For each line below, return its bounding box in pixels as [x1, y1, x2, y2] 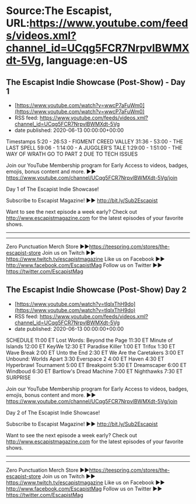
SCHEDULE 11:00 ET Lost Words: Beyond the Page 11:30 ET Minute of [6, 337, 173, 344]
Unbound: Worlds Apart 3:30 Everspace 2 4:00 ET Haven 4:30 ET [6, 355, 164, 362]
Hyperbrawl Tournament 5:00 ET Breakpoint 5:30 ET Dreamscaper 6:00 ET [6, 361, 187, 368]
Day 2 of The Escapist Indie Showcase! [6, 409, 100, 416]
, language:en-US [40, 54, 128, 67]
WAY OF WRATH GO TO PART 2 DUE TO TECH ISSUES [6, 150, 138, 157]
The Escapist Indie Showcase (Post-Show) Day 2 [6, 285, 187, 295]
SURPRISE [6, 373, 31, 381]
